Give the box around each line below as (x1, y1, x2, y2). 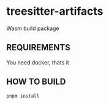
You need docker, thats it (6, 58, 69, 66)
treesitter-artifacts (6, 4, 103, 18)
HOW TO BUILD (6, 77, 66, 87)
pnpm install (6, 93, 40, 99)
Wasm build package (6, 25, 59, 32)
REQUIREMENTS (6, 42, 70, 53)
